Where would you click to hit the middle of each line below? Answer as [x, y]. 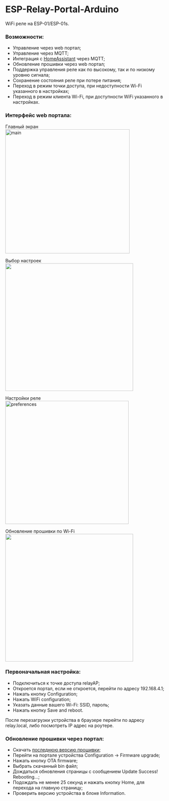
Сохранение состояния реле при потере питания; [67, 81]
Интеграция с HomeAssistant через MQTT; [59, 59]
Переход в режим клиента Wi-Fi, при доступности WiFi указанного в [88, 97]
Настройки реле [23, 398]
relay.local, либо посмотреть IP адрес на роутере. [59, 725]
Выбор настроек [23, 260]
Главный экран [22, 127]
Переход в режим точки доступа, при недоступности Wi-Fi [77, 86]
